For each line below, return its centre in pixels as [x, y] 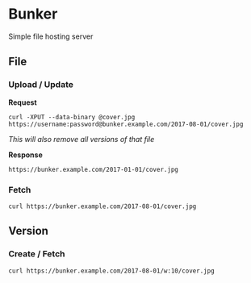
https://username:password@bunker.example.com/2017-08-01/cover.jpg [126, 124]
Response [25, 155]
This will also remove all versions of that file [82, 139]
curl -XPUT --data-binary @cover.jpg [72, 117]
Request [23, 102]
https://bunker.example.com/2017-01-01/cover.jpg [94, 169]
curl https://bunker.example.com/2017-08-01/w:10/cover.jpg [112, 271]
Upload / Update [41, 85]
